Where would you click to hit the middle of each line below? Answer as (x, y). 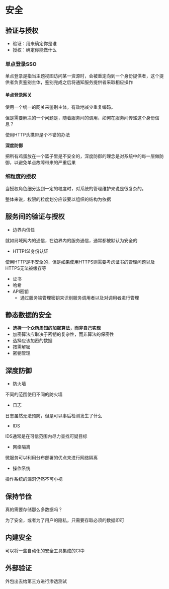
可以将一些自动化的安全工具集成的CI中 (45, 550)
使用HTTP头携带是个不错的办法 (38, 134)
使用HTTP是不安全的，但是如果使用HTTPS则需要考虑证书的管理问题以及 (80, 262)
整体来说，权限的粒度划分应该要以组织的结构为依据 (58, 199)
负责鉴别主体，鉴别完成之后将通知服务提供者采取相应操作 (73, 82)
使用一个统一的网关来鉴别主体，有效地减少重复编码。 (60, 107)
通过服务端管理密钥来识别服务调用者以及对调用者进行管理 (79, 298)
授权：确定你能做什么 (34, 50)
